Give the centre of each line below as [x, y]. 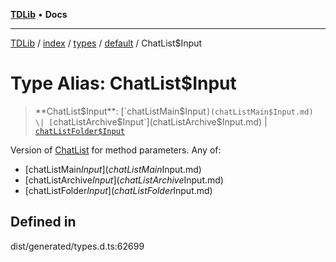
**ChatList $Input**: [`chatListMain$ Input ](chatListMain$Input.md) [174, 111]
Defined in [43, 222]
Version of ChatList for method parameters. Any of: [116, 150]
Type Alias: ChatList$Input [123, 83]
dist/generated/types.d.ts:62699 [77, 246]
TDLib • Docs [39, 14]
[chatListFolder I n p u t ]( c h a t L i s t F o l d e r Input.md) [118, 190]
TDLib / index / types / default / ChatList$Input [106, 43]
